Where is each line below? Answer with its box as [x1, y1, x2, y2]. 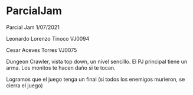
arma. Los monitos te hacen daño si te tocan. [6, 64, 116, 71]
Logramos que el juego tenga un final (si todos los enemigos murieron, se [6, 76, 185, 83]
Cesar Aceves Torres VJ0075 [6, 46, 77, 54]
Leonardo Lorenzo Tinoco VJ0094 [6, 35, 90, 42]
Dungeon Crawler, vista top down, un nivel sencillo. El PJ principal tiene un [6, 58, 188, 65]
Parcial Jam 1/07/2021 [6, 24, 60, 31]
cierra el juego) [6, 81, 43, 89]
